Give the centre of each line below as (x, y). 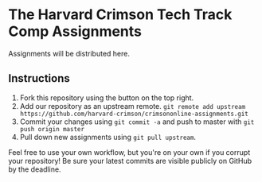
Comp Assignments (75, 31)
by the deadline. (35, 169)
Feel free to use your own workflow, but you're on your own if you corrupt (129, 152)
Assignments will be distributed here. (69, 53)
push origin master (52, 129)
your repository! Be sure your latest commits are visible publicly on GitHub (130, 161)
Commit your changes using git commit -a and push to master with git (137, 122)
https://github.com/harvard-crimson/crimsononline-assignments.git (134, 114)
